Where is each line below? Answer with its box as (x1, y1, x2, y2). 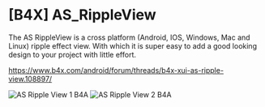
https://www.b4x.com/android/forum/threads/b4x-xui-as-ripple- (8, 65, 224, 75)
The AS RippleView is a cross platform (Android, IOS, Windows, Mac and (8, 32, 250, 42)
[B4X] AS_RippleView (8, 6, 156, 24)
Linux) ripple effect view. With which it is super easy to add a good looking (8, 41, 258, 50)
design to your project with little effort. (8, 49, 136, 59)
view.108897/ (8, 74, 53, 83)
